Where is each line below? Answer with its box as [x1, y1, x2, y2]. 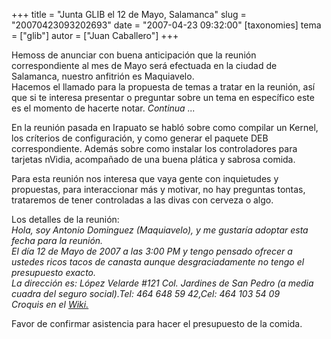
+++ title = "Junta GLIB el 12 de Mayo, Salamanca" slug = [11, 9, 247, 20]
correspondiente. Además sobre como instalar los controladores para [11, 143, 298, 154]
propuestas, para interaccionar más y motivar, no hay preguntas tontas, [11, 184, 306, 195]
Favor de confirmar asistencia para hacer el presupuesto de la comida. [11, 318, 303, 329]
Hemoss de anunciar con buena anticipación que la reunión [11, 49, 257, 61]
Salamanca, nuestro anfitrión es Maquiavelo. [11, 70, 195, 82]
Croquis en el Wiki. [11, 299, 89, 310]
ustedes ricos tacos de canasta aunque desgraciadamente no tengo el [11, 256, 305, 268]
